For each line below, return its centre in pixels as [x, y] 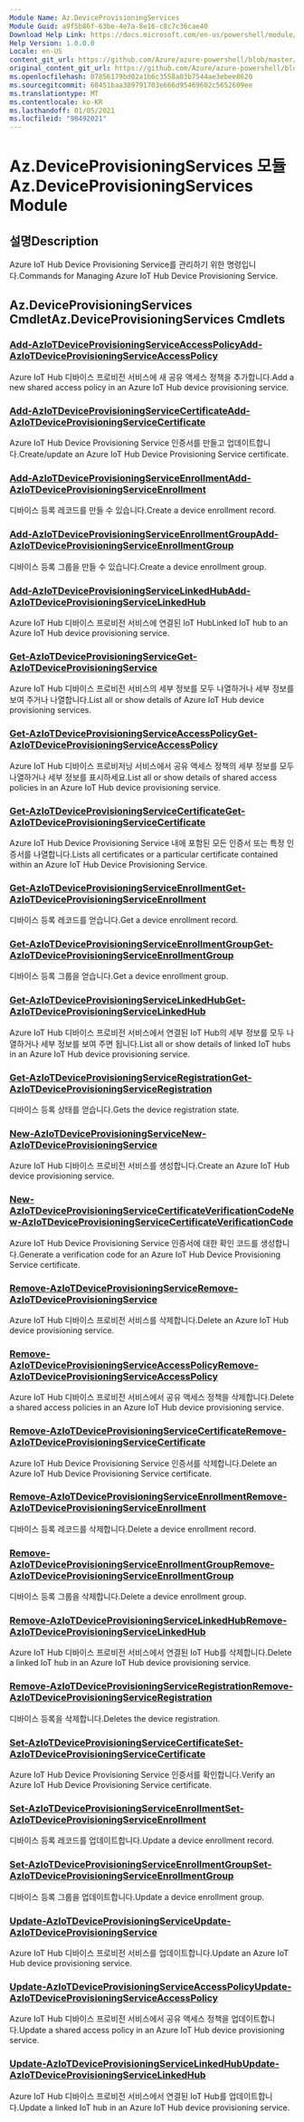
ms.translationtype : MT [54, 93]
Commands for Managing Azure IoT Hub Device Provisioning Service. [148, 276]
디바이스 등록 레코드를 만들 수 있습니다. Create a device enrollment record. [143, 510]
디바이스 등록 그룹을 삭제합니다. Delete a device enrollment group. [128, 1597]
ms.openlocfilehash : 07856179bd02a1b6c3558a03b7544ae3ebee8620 [131, 77]
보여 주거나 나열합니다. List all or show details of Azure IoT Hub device [137, 700]
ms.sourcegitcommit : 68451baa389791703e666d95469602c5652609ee [131, 85]
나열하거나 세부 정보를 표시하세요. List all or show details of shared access [143, 777]
